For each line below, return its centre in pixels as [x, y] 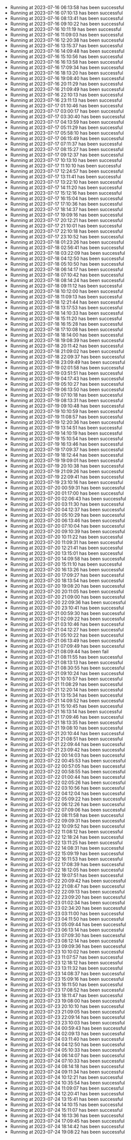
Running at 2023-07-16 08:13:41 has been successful [67, 18]
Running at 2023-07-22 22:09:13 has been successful [67, 892]
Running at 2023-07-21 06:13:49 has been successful [67, 641]
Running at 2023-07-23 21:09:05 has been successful [67, 1012]
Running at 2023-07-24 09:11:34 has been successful [67, 1072]
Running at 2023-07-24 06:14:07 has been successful [67, 1055]
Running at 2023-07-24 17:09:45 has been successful [67, 1121]
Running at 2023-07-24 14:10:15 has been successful [67, 1105]
